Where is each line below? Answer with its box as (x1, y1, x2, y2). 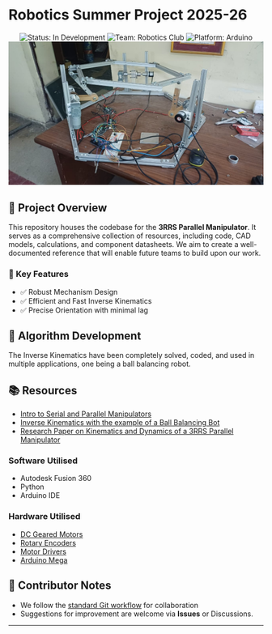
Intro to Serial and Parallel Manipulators (19, 409, 152, 419)
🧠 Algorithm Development (8, 329, 142, 343)
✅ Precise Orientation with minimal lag (19, 305, 148, 315)
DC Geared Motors (19, 529, 83, 539)
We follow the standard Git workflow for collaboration (19, 600, 198, 610)
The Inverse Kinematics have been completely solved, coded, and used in (8, 351, 255, 360)
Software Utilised (8, 455, 79, 466)
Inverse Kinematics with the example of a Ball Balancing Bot (19, 418, 220, 428)
